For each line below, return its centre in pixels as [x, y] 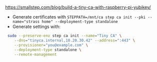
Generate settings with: [36, 26]
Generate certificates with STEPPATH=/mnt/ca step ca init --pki [79, 17]
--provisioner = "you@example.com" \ [51, 45]
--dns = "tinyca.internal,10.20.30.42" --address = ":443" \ [75, 40]
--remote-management [35, 54]
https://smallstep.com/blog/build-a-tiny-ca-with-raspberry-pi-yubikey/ [78, 7]
